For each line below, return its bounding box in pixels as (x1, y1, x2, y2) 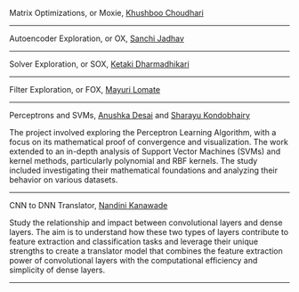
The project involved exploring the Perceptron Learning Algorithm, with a (9, 127, 277, 137)
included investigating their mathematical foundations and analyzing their (9, 165, 279, 175)
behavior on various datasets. (9, 174, 118, 185)
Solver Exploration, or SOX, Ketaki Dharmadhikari (9, 59, 190, 69)
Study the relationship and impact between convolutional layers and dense (9, 217, 283, 228)
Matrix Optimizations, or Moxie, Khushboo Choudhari (9, 8, 205, 18)
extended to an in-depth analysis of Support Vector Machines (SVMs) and (9, 146, 281, 157)
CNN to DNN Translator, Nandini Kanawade (9, 200, 168, 210)
